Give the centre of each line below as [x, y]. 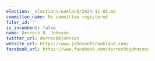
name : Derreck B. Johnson [37, 33]
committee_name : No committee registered [57, 17]
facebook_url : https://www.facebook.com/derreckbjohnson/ [78, 49]
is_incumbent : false [31, 28]
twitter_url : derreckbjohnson [43, 38]
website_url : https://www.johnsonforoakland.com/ [68, 44]
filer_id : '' [22, 22]
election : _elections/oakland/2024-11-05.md [61, 11]
